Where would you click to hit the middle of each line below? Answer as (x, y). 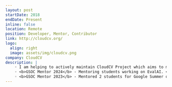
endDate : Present (24, 19)
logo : (11, 43)
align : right (24, 48)
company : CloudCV (24, 58)
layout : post (19, 10)
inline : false (20, 24)
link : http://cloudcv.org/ (34, 39)
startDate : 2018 (23, 15)
